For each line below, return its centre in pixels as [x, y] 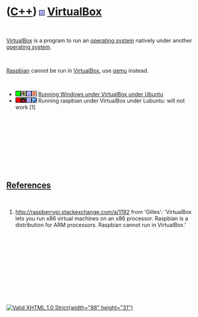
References [29, 186]
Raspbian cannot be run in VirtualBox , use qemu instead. [78, 70]
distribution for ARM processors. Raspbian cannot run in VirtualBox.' [101, 225]
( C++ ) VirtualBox [54, 12]
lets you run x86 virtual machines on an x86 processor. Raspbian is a [102, 218]
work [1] [25, 107]
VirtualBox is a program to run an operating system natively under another [99, 40]
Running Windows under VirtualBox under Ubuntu [101, 94]
